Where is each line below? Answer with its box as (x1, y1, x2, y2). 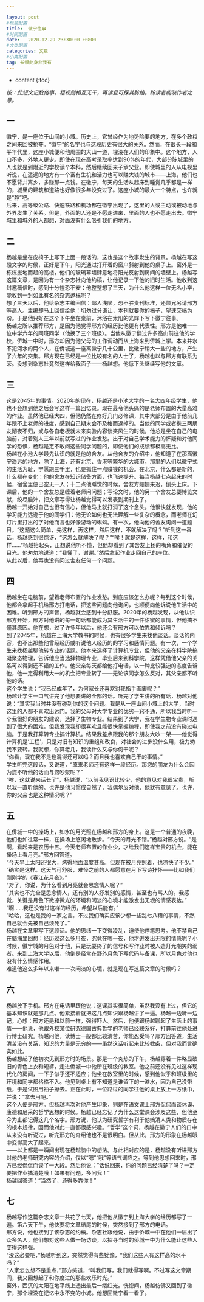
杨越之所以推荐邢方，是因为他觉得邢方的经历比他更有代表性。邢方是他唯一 (6, 322, 192, 329)
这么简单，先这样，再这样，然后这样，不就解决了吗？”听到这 (30, 526, 182, 534)
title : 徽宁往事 (6, 26, 47, 32)
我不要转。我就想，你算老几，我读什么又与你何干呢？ (6, 745, 140, 753)
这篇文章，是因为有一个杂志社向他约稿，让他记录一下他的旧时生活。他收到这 (6, 276, 198, 284)
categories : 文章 (6, 48, 49, 55)
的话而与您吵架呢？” (32, 768, 84, 776)
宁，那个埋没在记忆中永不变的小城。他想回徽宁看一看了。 (6, 1289, 150, 1297)
